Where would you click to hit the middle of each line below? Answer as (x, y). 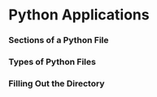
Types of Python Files (52, 62)
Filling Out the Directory (57, 83)
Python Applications (79, 15)
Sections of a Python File (59, 40)
